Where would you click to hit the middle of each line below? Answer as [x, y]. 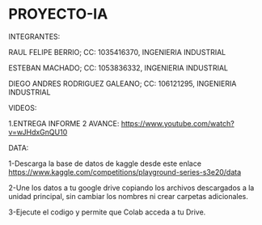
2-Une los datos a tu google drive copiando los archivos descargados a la [131, 188]
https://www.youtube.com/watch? [177, 123]
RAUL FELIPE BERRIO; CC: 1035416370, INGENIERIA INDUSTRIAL [117, 52]
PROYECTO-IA [58, 14]
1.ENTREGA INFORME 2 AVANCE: [64, 123]
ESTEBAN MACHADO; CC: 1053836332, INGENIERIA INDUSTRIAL [118, 68]
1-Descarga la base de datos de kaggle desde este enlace [105, 163]
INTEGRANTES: [34, 36]
